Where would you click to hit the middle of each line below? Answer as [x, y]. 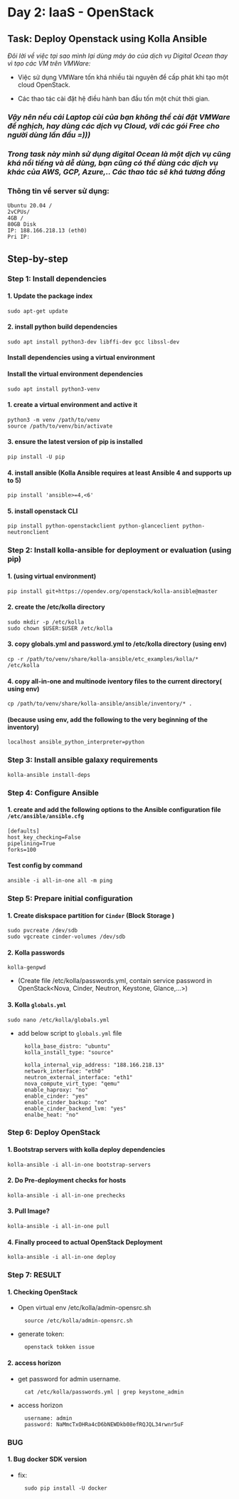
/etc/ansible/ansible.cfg [46, 817]
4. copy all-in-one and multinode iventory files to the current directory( [115, 681]
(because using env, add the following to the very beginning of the [108, 719]
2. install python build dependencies [63, 327]
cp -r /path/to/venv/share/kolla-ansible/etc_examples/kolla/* [103, 659]
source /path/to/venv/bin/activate [60, 426]
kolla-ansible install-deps [49, 775]
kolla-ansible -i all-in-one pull [59, 1227]
